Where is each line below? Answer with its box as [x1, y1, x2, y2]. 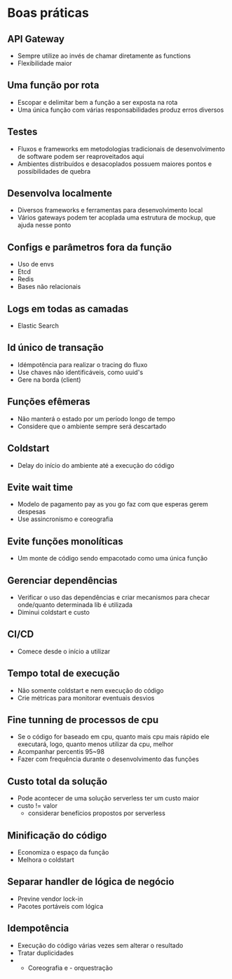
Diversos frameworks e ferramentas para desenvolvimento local [17, 206, 203, 215]
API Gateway [7, 33, 65, 45]
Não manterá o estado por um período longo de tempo [17, 414, 175, 423]
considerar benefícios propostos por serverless [27, 809, 166, 817]
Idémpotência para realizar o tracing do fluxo [17, 360, 148, 369]
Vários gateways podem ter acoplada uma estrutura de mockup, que [17, 213, 216, 222]
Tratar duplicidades [17, 948, 74, 957]
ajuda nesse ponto [17, 221, 71, 229]
